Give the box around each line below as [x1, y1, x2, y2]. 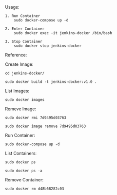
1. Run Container [5, 14, 40, 19]
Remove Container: [5, 177, 44, 182]
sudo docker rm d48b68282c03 [5, 186, 64, 191]
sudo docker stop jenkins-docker [14, 43, 82, 48]
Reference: [5, 52, 27, 58]
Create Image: [5, 61, 34, 67]
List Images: [5, 88, 30, 94]
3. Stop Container [5, 39, 42, 44]
